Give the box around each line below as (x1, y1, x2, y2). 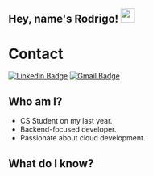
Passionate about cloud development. (19, 133, 146, 143)
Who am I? (8, 94, 63, 108)
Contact (8, 44, 64, 63)
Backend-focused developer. (19, 124, 117, 134)
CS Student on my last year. (19, 116, 113, 126)
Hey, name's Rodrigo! (8, 12, 119, 26)
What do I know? (8, 157, 94, 170)
